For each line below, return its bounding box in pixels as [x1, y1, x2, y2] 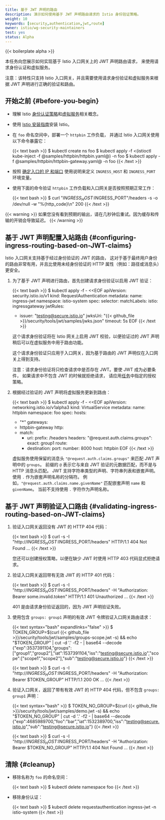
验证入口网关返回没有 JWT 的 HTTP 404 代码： [12, 524, 108, 530]
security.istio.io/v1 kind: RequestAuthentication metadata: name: [12, 293, 143, 299]
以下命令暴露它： [12, 138, 47, 144]
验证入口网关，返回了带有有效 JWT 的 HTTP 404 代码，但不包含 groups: [12, 687, 160, 693]
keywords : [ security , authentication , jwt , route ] [5, 21, 105, 26]
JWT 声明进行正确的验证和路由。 [10, 81, 78, 87]
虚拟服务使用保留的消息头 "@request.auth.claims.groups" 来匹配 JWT [12, 456, 155, 462]
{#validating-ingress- [89, 502, 158, 510]
